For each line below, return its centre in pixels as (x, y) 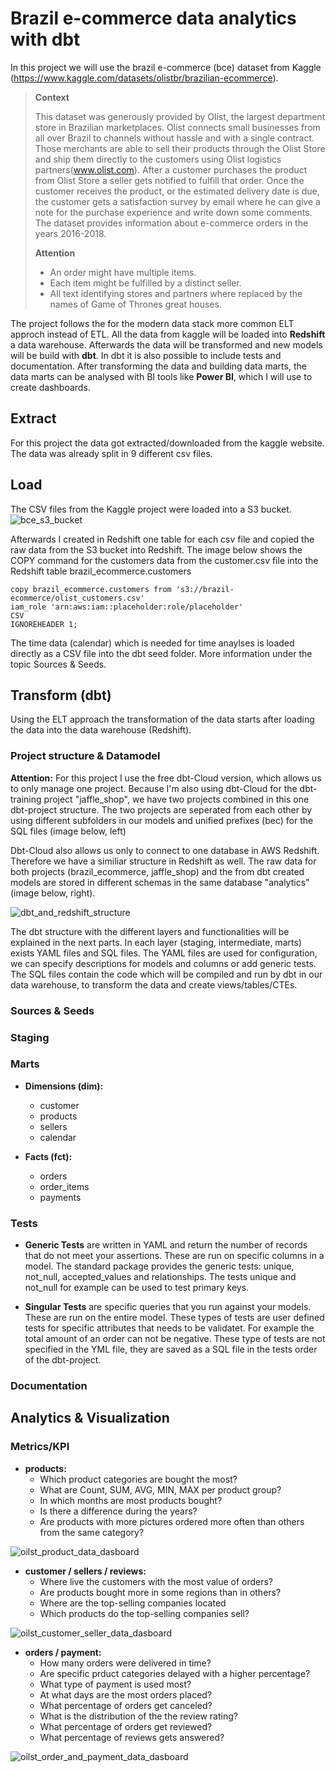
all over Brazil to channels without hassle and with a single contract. (174, 138)
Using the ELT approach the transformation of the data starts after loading (162, 719)
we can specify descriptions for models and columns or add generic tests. (163, 963)
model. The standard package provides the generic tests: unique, (159, 1266)
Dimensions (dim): (64, 1086)
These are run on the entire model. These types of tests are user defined (174, 1318)
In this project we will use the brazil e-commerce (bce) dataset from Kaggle (166, 67)
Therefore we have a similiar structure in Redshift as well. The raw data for (163, 861)
